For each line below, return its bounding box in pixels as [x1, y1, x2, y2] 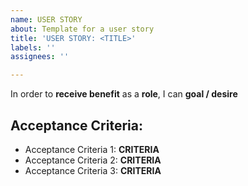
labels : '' [10, 42, 56, 53]
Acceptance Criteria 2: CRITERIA [24, 154, 162, 166]
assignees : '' [10, 52, 70, 62]
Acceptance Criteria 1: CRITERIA [24, 143, 160, 155]
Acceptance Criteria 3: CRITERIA [24, 164, 162, 176]
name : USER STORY [10, 14, 83, 25]
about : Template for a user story [10, 24, 155, 34]
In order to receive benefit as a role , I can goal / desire [10, 88, 238, 100]
